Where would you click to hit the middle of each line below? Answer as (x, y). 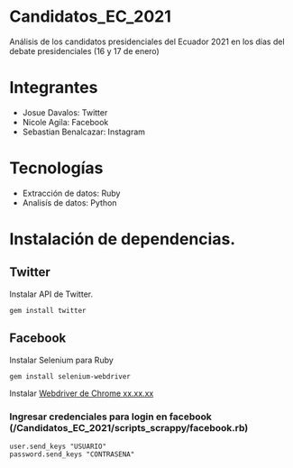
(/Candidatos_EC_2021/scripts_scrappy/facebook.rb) (129, 427)
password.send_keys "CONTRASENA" (72, 454)
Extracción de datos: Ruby (71, 193)
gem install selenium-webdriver (70, 376)
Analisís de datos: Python (69, 202)
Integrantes (54, 88)
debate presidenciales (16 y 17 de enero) (84, 50)
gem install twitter (48, 310)
